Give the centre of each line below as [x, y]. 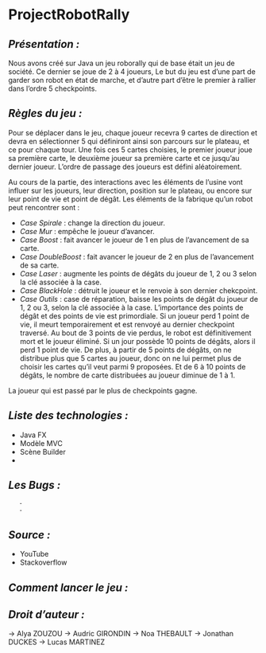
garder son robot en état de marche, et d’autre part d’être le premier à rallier [132, 80]
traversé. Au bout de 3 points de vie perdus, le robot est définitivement [135, 333]
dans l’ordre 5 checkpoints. [53, 88]
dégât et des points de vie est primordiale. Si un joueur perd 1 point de [135, 315]
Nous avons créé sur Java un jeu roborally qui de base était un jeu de [122, 63]
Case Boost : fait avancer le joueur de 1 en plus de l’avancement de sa [134, 240]
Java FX [33, 435]
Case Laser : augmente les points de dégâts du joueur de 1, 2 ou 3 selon [138, 273]
